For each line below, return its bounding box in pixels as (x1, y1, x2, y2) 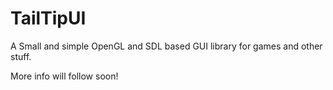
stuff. (10, 50, 32, 62)
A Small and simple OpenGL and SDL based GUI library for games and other (10, 40, 323, 52)
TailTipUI (10, 7, 87, 30)
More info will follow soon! (10, 70, 119, 82)
